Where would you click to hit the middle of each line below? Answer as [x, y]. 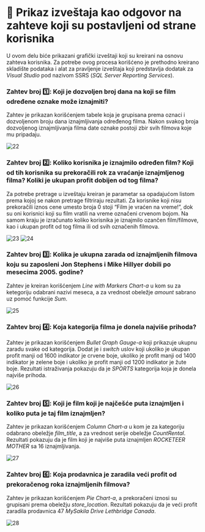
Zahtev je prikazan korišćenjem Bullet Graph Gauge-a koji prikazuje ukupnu [102, 343]
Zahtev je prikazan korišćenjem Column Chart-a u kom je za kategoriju [95, 427]
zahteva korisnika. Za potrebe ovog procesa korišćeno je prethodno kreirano [103, 62]
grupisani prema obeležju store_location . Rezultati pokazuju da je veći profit [102, 504]
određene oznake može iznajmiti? [57, 101]
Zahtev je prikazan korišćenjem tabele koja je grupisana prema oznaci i [96, 115]
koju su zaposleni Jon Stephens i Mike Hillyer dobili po [89, 265]
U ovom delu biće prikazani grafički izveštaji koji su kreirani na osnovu [95, 55]
